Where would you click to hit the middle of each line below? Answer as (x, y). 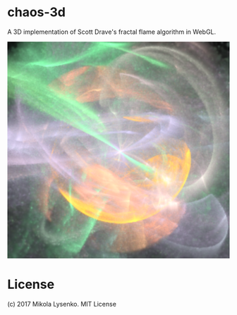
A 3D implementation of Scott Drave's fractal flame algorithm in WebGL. (112, 32)
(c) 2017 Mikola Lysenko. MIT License (62, 304)
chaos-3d (36, 12)
